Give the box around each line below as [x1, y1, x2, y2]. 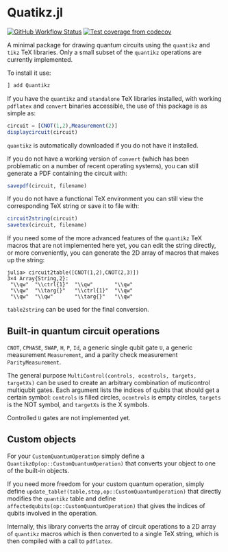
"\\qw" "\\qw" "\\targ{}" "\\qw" [10, 293, 134, 300]
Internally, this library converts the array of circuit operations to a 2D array [7, 522, 216, 530]
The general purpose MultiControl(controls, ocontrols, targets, [7, 371, 197, 379]
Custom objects [7, 434, 77, 446]
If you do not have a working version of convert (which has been [7, 154, 190, 163]
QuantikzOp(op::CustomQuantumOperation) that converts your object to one [7, 459, 216, 468]
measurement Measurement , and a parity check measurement [7, 351, 178, 358]
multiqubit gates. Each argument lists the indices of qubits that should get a [7, 386, 220, 394]
